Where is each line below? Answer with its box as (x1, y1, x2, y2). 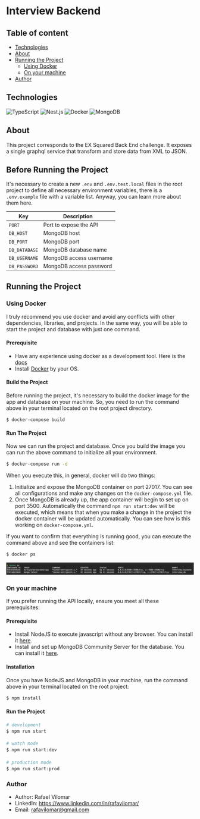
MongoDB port (43, 238, 80, 245)
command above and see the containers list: (6, 539, 115, 547)
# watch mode (6, 740, 39, 747)
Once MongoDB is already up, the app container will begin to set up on (14, 496, 189, 503)
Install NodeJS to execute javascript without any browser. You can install (14, 630, 193, 638)
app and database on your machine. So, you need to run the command (6, 398, 180, 406)
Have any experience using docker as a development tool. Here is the (14, 352, 186, 359)
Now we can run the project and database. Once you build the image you (6, 443, 186, 450)
